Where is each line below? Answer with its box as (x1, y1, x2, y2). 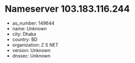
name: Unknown (12, 25, 47, 31)
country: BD (12, 36, 38, 43)
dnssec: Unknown (12, 52, 51, 59)
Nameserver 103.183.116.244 (5, 3, 130, 15)
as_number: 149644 (12, 20, 55, 26)
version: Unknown (12, 47, 51, 53)
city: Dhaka (12, 31, 36, 37)
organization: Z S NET (12, 41, 59, 48)
